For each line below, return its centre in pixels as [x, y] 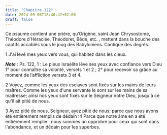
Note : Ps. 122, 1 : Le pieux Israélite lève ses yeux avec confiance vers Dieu [84, 64]
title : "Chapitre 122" [29, 10]
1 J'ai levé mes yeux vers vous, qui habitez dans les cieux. [66, 54]
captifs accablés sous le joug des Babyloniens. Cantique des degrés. [77, 45]
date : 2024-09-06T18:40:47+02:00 [41, 15]
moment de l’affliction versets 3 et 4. [44, 75]
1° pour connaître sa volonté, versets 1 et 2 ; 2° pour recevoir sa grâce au [81, 70]
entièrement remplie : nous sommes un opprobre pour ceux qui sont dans [82, 122]
